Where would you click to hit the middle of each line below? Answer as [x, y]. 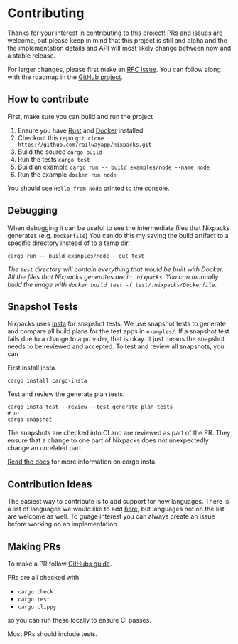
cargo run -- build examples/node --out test [76, 256]
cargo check [35, 592]
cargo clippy [37, 607]
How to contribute [48, 99]
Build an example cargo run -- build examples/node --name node [114, 167]
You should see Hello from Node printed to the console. [88, 188]
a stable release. [32, 56]
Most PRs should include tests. [53, 634]
